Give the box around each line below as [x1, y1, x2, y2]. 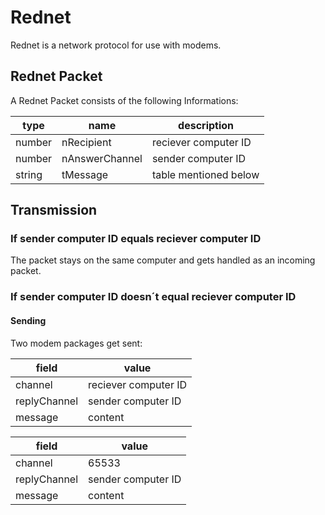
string [15, 167, 43, 181]
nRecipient [61, 135, 112, 149]
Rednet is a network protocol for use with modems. [10, 39, 222, 51]
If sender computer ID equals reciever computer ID [10, 232, 262, 246]
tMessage [61, 167, 109, 181]
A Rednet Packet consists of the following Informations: [10, 94, 239, 106]
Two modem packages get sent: [10, 337, 143, 349]
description [178, 118, 235, 132]
